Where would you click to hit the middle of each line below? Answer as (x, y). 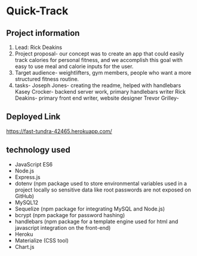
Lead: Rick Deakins (39, 47)
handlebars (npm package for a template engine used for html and (96, 221)
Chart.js (24, 246)
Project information (43, 33)
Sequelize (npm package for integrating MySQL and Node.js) (90, 209)
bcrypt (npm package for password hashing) (70, 215)
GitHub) (24, 196)
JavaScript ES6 (34, 164)
